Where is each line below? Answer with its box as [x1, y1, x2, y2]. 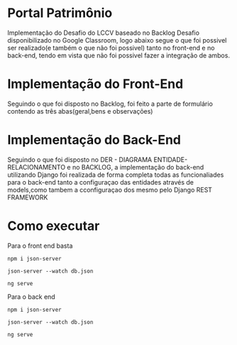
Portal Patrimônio [7, 5, 113, 21]
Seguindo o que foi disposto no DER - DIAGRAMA [7, 155, 153, 164]
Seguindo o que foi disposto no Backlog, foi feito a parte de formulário [7, 99, 213, 108]
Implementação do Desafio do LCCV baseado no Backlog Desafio [7, 28, 200, 37]
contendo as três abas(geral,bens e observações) [7, 106, 153, 115]
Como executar [7, 218, 100, 234]
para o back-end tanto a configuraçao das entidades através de [7, 177, 194, 186]
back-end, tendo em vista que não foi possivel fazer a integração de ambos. [7, 51, 231, 60]
